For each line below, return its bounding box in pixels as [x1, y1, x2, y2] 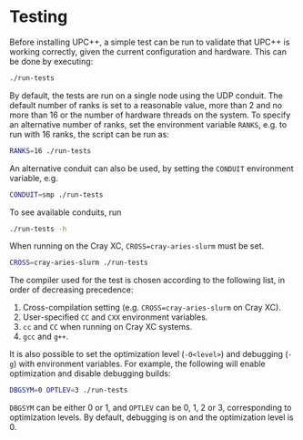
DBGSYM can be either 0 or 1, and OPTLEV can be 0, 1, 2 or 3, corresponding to [9, 403, 292, 414]
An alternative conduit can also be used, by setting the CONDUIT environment [9, 162, 294, 174]
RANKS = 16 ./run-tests [9, 146, 92, 156]
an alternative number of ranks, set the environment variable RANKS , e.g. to [9, 118, 288, 129]
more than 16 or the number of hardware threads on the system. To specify [9, 109, 291, 120]
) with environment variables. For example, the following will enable [13, 358, 266, 370]
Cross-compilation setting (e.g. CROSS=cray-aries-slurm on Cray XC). [22, 302, 282, 313]
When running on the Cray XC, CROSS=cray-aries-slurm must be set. [9, 240, 265, 251]
